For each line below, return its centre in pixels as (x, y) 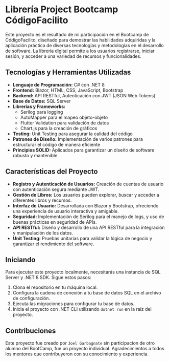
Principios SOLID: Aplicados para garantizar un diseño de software (83, 150)
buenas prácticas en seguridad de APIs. (55, 222)
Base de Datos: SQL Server (42, 101)
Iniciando (20, 260)
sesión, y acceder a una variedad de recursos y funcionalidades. (73, 56)
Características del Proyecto (52, 172)
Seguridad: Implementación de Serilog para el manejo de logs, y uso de (88, 217)
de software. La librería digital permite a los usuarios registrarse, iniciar (80, 51)
